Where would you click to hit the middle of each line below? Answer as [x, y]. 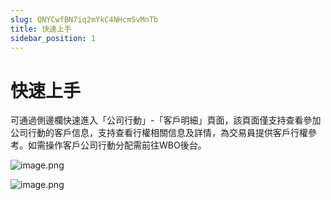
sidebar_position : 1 [53, 38]
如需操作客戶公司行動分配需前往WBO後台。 [117, 145]
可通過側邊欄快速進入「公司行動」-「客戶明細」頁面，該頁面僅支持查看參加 [166, 120]
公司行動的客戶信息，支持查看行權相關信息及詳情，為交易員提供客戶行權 [159, 133]
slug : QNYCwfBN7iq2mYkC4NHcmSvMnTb [84, 19]
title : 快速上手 [41, 29]
